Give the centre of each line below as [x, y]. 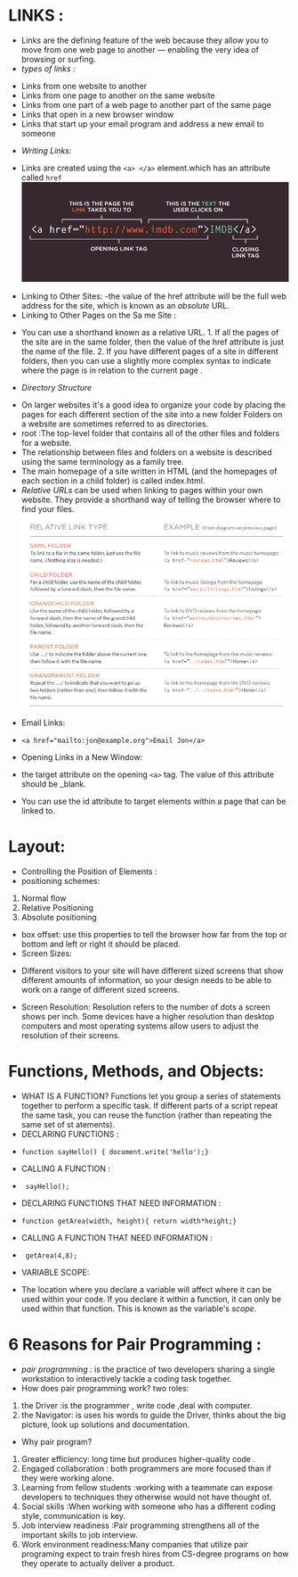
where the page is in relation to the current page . [112, 370]
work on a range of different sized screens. [100, 989]
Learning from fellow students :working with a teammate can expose [147, 1487]
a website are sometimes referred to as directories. [115, 424]
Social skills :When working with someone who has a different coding [149, 1506]
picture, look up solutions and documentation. [105, 1424]
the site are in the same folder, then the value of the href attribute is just [153, 342]
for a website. [46, 443]
